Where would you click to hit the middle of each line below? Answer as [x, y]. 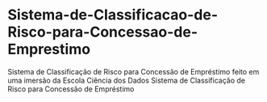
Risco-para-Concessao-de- [103, 32]
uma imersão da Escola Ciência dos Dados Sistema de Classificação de [126, 80]
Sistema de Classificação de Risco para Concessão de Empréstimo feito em [133, 71]
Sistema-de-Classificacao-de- [113, 15]
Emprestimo [49, 49]
